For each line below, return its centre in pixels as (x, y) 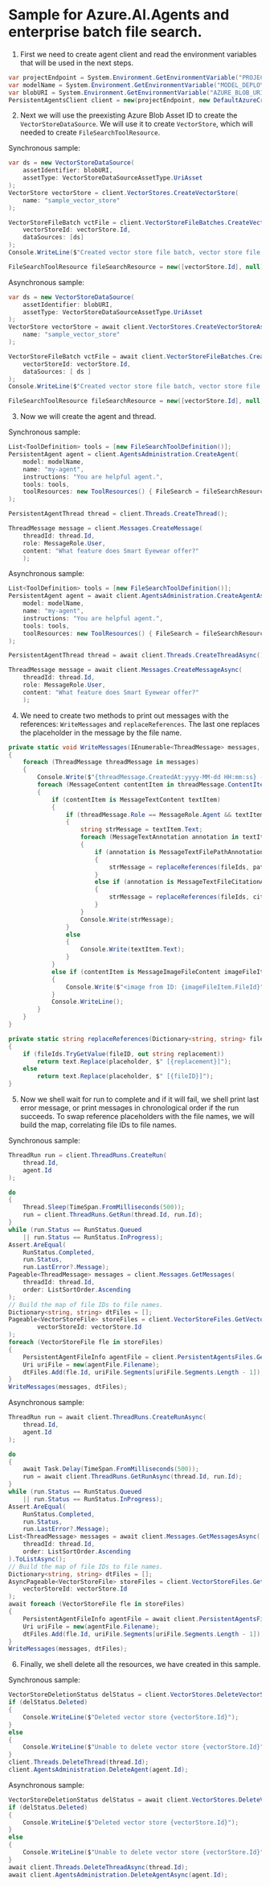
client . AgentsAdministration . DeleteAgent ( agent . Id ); (98, 1770)
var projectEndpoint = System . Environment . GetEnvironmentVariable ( (124, 77)
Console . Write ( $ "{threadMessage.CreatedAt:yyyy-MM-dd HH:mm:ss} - (151, 778)
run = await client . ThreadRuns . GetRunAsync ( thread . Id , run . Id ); (133, 1477)
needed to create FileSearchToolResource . (90, 133)
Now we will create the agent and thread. (88, 417)
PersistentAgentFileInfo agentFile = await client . (111, 1619)
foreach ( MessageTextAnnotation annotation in (160, 837)
